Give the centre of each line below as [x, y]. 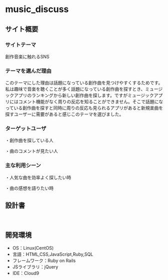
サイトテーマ [21, 45]
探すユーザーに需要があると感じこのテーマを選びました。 [64, 114]
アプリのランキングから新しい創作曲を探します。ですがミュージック [84, 95]
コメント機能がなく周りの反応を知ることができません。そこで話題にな [91, 102]
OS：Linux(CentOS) [33, 248]
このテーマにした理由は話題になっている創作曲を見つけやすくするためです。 [84, 83]
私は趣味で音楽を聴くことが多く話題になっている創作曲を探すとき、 [75, 89]
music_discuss [37, 9]
